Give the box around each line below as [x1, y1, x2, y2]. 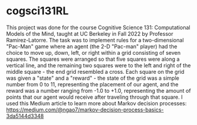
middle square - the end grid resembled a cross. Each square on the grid [6, 68, 185, 75]
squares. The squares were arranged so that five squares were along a [6, 55, 180, 62]
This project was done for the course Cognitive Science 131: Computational [6, 24, 190, 31]
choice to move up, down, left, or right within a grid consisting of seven [6, 49, 181, 56]
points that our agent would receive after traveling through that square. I [6, 93, 183, 101]
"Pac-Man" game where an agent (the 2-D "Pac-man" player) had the [6, 43, 177, 50]
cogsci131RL [6, 4, 69, 18]
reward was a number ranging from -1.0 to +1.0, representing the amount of [6, 87, 192, 94]
